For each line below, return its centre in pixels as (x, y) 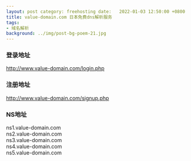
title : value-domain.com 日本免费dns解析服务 (59, 17)
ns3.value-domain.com (34, 140)
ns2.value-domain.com (34, 134)
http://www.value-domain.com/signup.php (58, 98)
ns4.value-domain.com (34, 147)
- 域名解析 (18, 28)
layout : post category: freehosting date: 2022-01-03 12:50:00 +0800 (95, 11)
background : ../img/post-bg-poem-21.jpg (56, 34)
